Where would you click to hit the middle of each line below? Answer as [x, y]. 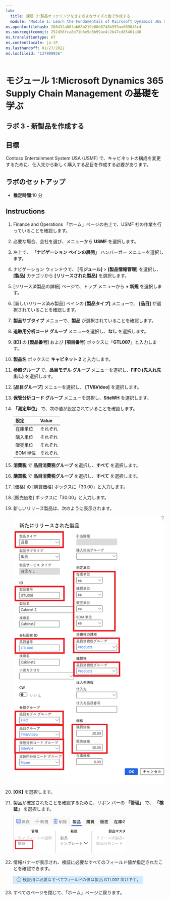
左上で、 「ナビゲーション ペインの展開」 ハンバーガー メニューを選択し [88, 252]
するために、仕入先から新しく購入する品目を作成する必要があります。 [78, 165]
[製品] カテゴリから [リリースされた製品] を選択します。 [71, 276]
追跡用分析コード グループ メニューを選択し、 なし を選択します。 [81, 331]
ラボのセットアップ [36, 182]
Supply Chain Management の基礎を [83, 93]
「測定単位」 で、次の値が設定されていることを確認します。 [75, 408]
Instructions [25, 211]
